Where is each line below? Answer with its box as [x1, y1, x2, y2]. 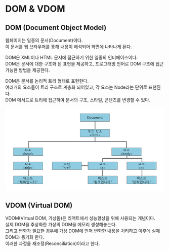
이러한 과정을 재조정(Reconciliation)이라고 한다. [5, 240, 100, 246]
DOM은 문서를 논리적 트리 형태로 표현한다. [5, 78, 89, 84]
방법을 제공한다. [18, 67, 50, 73]
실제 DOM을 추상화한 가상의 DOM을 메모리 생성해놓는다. [5, 222, 117, 228]
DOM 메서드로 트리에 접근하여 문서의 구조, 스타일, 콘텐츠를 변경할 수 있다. [5, 97, 151, 103]
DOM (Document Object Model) [5, 23, 107, 32]
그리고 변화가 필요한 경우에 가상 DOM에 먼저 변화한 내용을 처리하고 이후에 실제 [5, 228, 160, 234]
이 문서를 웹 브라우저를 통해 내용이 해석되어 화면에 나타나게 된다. [5, 44, 133, 50]
